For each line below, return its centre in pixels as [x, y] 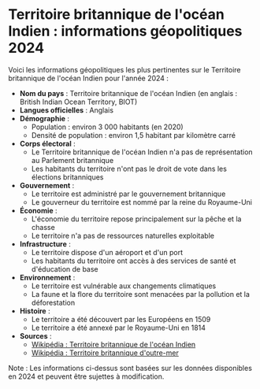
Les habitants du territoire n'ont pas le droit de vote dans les [129, 169]
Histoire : [35, 311]
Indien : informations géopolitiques [125, 31]
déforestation [53, 302]
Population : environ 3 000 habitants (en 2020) [107, 127]
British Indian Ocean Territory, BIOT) [78, 102]
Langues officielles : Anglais [67, 110]
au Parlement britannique [72, 160]
